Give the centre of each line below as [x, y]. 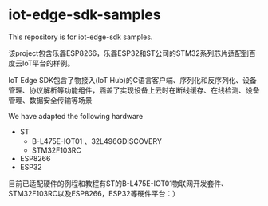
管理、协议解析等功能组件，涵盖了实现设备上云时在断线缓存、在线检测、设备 [134, 90]
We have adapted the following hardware [76, 116]
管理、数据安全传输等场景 [50, 100]
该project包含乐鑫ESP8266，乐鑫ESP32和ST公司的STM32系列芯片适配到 [129, 53]
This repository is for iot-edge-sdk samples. [81, 37]
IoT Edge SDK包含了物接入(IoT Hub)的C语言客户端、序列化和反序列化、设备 [132, 80]
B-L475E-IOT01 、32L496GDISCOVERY [97, 141]
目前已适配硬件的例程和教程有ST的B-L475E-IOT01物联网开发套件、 [118, 183]
